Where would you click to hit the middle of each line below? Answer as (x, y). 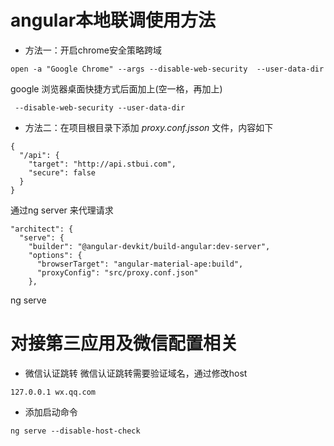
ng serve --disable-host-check (75, 431)
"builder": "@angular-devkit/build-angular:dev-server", (149, 246)
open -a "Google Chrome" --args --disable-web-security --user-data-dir (167, 69)
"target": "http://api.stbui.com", (102, 164)
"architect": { (42, 229)
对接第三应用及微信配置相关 (124, 343)
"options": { (55, 255)
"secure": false (62, 172)
